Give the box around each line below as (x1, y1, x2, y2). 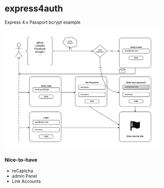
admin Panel (11, 173, 37, 179)
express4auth (4, 3, 64, 14)
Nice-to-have (4, 157, 38, 163)
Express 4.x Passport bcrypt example (4, 19, 81, 25)
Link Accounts (11, 178, 41, 184)
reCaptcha (11, 168, 33, 174)
